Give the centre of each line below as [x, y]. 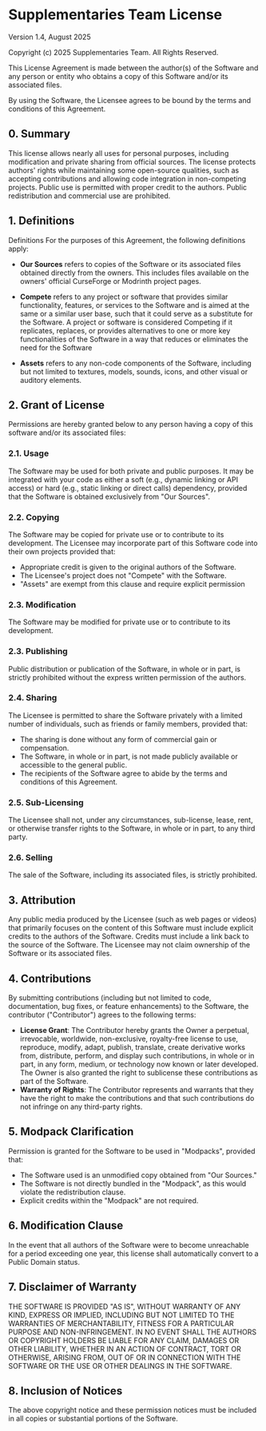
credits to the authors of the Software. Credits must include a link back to [129, 936]
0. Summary [39, 134]
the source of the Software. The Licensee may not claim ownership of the [129, 945]
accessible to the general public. [73, 764]
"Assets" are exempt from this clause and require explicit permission [132, 584]
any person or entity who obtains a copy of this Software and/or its [119, 76]
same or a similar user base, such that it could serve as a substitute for [136, 313]
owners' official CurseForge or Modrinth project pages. [110, 281]
